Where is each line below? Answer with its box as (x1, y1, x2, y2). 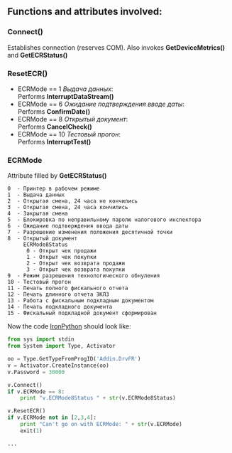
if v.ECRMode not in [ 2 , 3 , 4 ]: (7, 414, 97, 422)
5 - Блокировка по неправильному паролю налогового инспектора (7, 216, 201, 223)
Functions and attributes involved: (7, 6, 162, 18)
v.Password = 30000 (7, 368, 65, 375)
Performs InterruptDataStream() (17, 92, 114, 100)
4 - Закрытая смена (7, 210, 69, 218)
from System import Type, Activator (7, 343, 116, 350)
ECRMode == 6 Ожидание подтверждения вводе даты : (17, 100, 184, 108)
